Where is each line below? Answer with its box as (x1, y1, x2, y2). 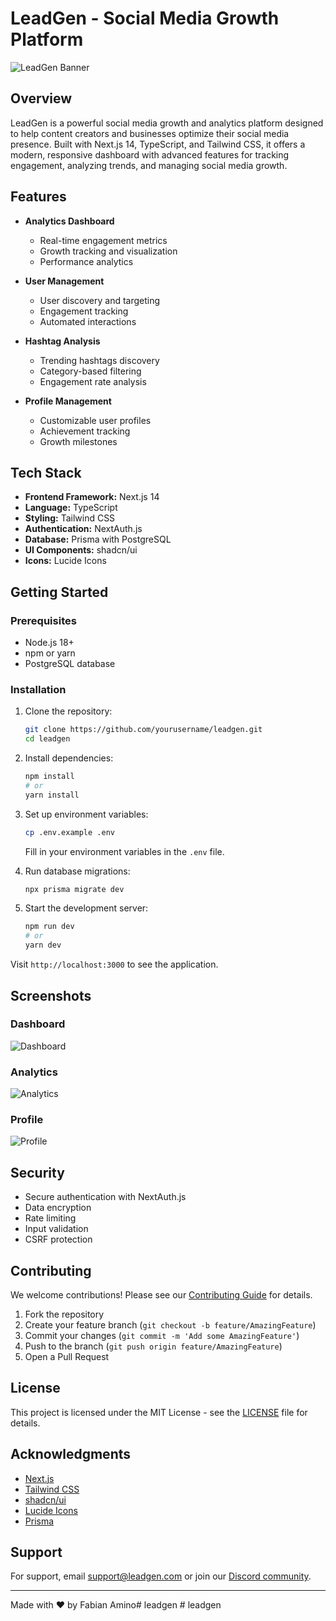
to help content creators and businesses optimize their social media (10, 127, 290, 139)
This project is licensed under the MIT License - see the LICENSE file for (10, 1406, 308, 1418)
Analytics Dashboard (24, 215, 115, 227)
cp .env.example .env (24, 827, 115, 837)
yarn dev (24, 940, 62, 951)
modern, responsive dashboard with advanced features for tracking (10, 148, 290, 161)
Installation (10, 682, 67, 696)
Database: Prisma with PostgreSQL (24, 533, 172, 546)
